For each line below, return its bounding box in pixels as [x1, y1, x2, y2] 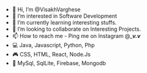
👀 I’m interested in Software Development [12, 12, 118, 20]
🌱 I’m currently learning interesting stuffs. [12, 19, 117, 26]
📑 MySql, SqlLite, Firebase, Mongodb [12, 60, 106, 67]
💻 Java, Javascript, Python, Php [12, 42, 95, 48]
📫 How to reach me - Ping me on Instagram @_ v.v [12, 33, 141, 39]
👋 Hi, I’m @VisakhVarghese [12, 6, 81, 13]
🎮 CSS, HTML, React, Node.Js [12, 51, 91, 58]
